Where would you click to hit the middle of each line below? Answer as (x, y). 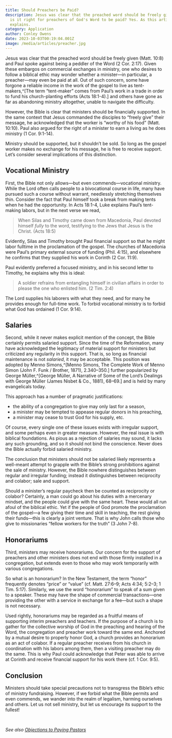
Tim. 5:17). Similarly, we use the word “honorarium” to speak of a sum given (85, 590)
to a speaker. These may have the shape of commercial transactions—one (84, 595)
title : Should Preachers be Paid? (42, 10)
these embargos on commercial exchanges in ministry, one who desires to (84, 69)
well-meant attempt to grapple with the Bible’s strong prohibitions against (82, 465)
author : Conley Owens (28, 34)
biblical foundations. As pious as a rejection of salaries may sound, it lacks (84, 438)
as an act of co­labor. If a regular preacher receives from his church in (78, 643)
